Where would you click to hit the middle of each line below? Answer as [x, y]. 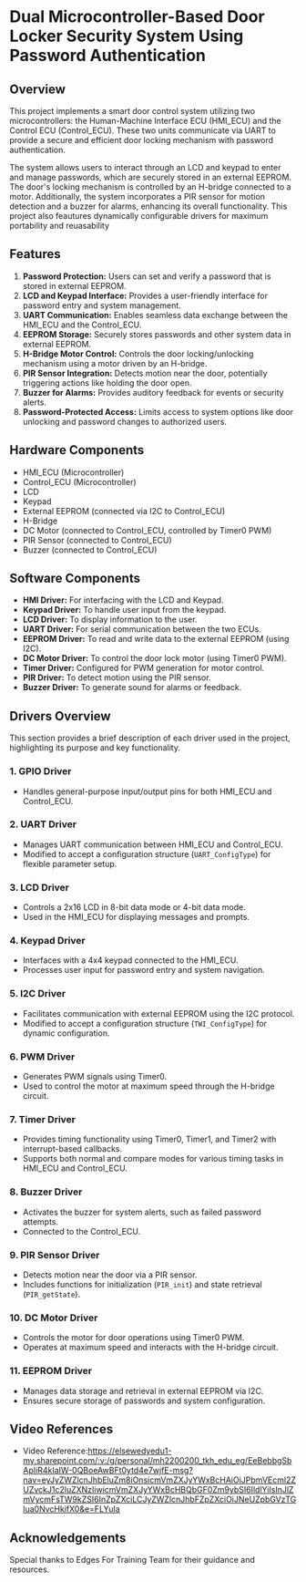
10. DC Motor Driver [54, 1318]
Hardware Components [77, 450]
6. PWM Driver [42, 1057]
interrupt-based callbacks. [72, 1149]
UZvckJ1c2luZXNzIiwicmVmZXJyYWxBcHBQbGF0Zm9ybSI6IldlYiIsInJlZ [158, 1490]
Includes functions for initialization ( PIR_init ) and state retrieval [142, 1284]
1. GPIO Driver [41, 771]
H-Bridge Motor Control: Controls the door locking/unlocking [138, 354]
